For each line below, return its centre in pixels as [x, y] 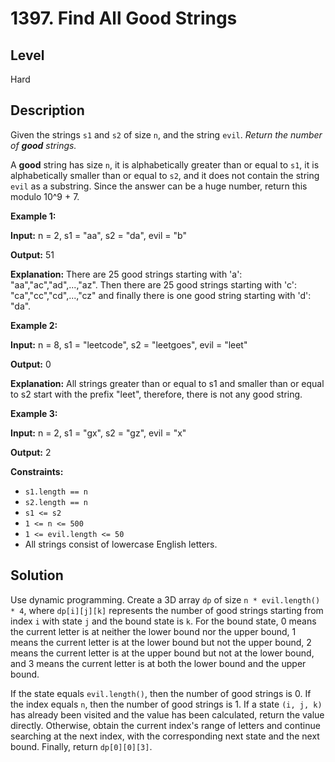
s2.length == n [56, 502]
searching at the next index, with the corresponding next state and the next [165, 736]
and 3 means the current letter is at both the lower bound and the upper [158, 663]
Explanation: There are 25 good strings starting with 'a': [126, 274]
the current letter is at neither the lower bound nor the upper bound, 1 [153, 631]
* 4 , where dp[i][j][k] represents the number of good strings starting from [167, 610]
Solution [37, 575]
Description [47, 110]
